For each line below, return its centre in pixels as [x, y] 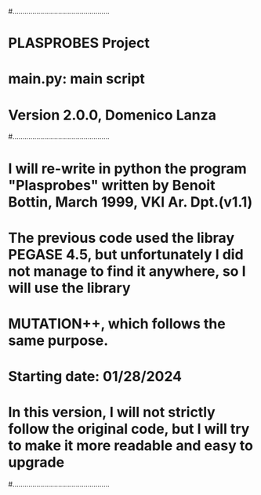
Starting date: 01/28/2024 [95, 377]
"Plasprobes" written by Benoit [112, 185]
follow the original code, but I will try [129, 429]
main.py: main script [76, 79]
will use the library [69, 288]
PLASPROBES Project [79, 43]
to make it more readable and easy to [130, 446]
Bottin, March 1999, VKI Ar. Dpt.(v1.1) [130, 202]
